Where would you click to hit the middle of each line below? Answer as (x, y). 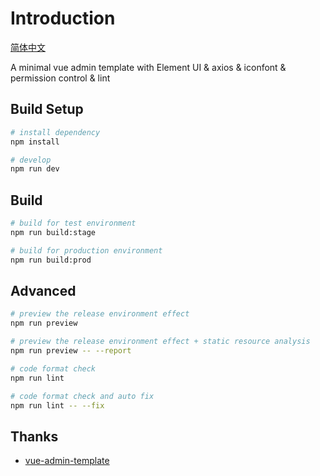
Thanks (34, 436)
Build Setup (47, 109)
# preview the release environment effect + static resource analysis (160, 342)
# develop (31, 160)
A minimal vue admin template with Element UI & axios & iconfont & (148, 67)
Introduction (63, 18)
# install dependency (55, 132)
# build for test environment (73, 223)
